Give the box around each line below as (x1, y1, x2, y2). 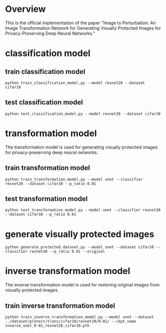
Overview (5, 3, 46, 15)
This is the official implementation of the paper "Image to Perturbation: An (5, 20, 156, 26)
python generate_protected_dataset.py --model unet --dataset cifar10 (5, 245, 154, 250)
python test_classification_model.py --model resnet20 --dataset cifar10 (5, 111, 161, 116)
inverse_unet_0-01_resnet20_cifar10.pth (5, 323, 90, 328)
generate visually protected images (5, 229, 155, 239)
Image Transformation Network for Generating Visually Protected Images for (5, 25, 161, 31)
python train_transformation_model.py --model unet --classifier (5, 177, 143, 182)
